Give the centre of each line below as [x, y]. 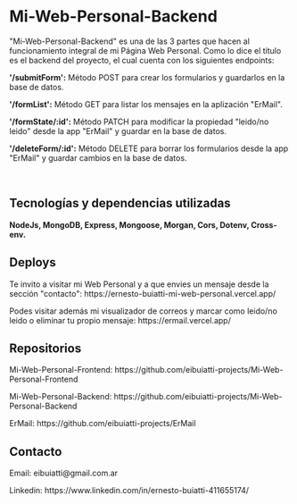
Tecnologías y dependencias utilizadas [120, 203]
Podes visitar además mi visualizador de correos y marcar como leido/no [144, 311]
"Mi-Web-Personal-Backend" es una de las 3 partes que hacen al [129, 41]
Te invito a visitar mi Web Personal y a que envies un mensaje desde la [139, 284]
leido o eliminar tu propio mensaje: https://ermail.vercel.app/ [120, 320]
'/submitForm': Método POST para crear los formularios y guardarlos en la [147, 77]
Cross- [264, 224]
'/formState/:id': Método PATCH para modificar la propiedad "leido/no [139, 122]
